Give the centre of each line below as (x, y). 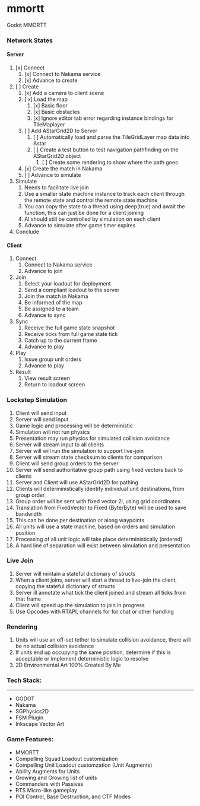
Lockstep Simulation (37, 400)
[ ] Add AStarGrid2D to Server (61, 131)
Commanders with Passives (49, 784)
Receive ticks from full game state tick (71, 334)
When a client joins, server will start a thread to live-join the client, (96, 580)
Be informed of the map (53, 303)
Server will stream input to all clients (60, 445)
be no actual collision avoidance (55, 646)
